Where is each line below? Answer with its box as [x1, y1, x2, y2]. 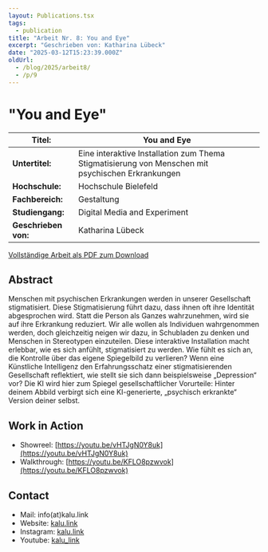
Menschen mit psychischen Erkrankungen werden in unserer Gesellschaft [8, 294, 251, 304]
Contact [8, 488, 49, 503]
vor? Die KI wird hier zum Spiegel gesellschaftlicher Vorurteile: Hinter [8, 379, 235, 388]
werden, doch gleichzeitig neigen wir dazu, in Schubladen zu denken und [8, 328, 250, 337]
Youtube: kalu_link [19, 535, 80, 545]
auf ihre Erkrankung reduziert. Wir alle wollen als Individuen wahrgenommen [8, 320, 260, 329]
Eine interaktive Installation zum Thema [78, 148, 226, 159]
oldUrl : [8, 57, 34, 65]
